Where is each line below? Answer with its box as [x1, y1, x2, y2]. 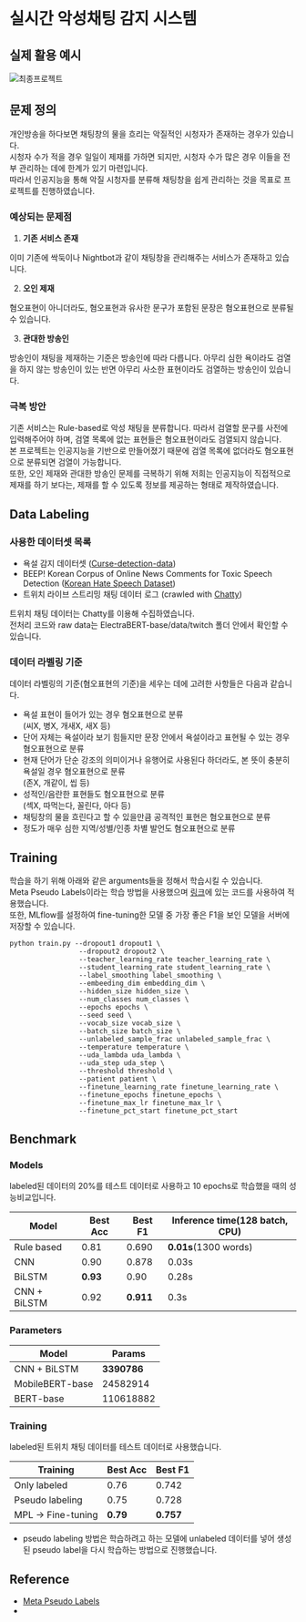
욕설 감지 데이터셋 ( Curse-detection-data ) [22, 558, 176, 570]
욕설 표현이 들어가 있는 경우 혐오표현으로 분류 [22, 709, 184, 720]
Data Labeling [9, 507, 89, 522]
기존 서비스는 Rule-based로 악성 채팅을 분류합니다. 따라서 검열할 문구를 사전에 [9, 423, 289, 434]
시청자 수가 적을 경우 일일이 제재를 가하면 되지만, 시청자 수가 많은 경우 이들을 [9, 151, 281, 162]
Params [112, 1348, 146, 1360]
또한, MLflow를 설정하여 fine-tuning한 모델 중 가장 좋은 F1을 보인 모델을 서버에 [9, 909, 290, 920]
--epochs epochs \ [78, 1003, 148, 1012]
